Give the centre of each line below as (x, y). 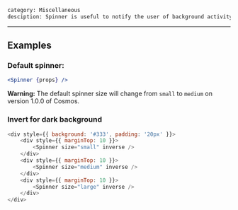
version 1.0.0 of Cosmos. (44, 101)
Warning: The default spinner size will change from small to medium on (110, 94)
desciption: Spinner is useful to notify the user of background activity (120, 17)
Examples (29, 46)
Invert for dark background (55, 119)
